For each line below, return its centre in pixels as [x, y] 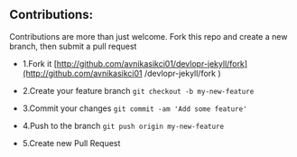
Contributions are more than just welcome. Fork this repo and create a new [148, 36]
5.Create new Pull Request [71, 143]
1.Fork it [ [39, 63]
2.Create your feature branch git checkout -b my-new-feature [138, 90]
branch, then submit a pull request [73, 46]
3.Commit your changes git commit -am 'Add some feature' [135, 108]
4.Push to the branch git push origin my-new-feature [123, 125]
